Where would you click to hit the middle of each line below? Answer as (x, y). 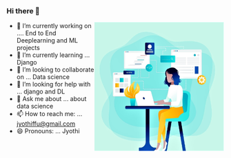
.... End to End (36, 33)
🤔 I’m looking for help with (53, 84)
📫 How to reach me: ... (49, 114)
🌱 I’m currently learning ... (53, 55)
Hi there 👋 (23, 11)
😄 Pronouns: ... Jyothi (48, 131)
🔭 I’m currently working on (54, 26)
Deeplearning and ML (47, 41)
